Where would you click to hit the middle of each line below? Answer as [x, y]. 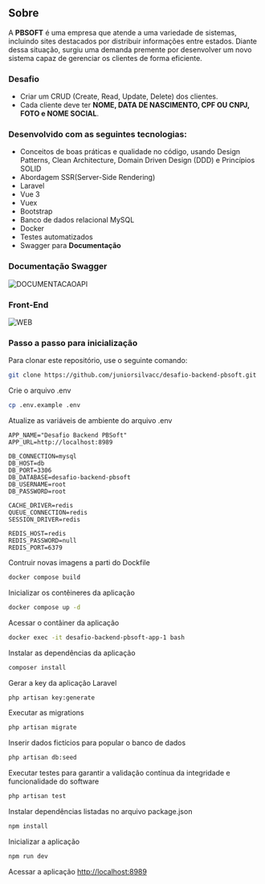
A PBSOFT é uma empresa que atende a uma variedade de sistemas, [122, 32]
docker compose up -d [45, 607]
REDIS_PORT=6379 [35, 548]
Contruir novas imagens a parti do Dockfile [79, 563]
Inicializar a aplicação [44, 841]
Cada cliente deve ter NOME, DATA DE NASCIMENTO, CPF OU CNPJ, [135, 105]
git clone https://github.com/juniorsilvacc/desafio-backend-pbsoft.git [132, 375]
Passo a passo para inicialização [73, 343]
